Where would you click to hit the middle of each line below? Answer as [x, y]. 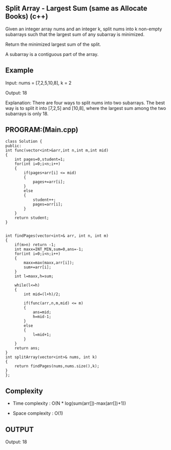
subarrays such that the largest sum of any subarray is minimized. [75, 34]
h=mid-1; [42, 317]
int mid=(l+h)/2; [42, 294]
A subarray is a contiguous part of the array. [52, 54]
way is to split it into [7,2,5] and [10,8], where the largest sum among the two [86, 108]
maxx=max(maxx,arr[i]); [49, 263]
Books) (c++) [27, 17]
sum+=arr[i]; [38, 267]
